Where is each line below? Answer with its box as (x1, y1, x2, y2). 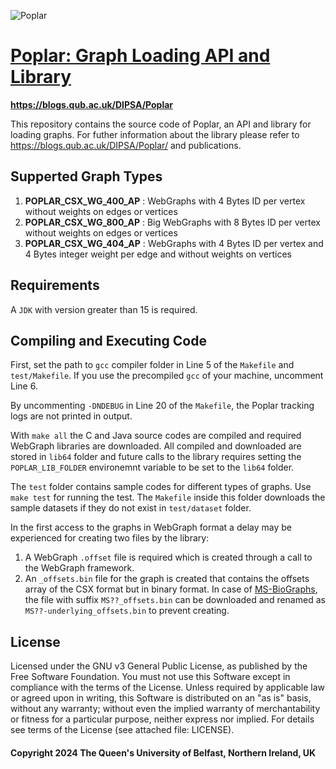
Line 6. (10, 380, 38, 392)
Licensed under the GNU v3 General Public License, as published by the (10, 660, 308, 672)
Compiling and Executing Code (10, 332, 207, 349)
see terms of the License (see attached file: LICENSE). (10, 724, 235, 736)
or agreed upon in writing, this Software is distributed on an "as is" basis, (10, 692, 312, 704)
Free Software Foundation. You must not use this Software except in (10, 671, 291, 683)
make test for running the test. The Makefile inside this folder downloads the (10, 491, 326, 504)
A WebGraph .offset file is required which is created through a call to (24, 551, 313, 564)
